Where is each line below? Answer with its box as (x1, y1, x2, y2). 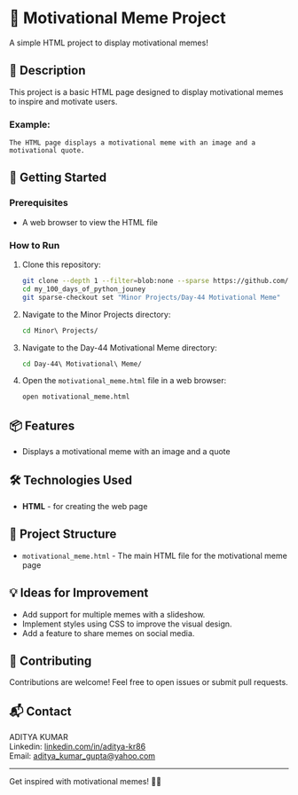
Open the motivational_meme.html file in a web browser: (21, 375, 227, 386)
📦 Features (9, 418, 75, 433)
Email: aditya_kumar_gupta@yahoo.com (9, 751, 156, 761)
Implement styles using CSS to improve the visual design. (21, 618, 232, 629)
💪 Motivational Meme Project (9, 8, 226, 28)
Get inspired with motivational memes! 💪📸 (9, 776, 162, 787)
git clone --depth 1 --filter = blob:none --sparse (21, 277, 210, 286)
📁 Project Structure (9, 527, 117, 542)
